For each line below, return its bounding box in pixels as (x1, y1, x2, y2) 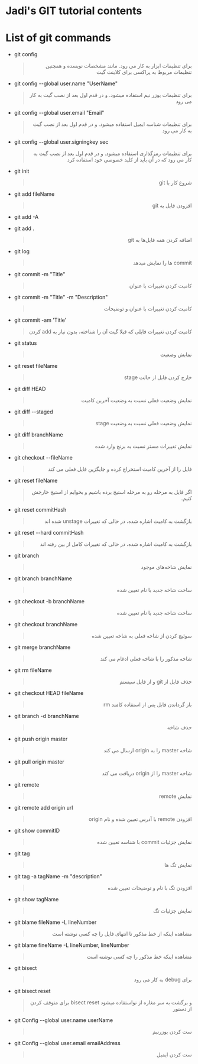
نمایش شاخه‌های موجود (141, 564, 192, 571)
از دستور (173, 1005, 192, 1013)
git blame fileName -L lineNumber (14, 919, 97, 926)
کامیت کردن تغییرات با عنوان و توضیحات (103, 305, 192, 312)
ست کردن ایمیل (157, 1051, 192, 1058)
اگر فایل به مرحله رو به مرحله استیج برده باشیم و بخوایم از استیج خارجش (31, 489, 192, 496)
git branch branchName (14, 575, 72, 582)
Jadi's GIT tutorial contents (5, 4, 142, 18)
